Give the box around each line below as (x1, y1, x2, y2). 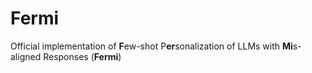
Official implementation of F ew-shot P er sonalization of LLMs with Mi (10, 40, 293, 52)
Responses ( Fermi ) (43, 50, 122, 62)
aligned (10, 50, 42, 62)
